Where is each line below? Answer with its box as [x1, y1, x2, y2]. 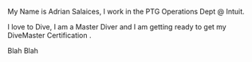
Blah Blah [7, 46, 39, 55]
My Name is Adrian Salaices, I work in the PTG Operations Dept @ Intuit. [7, 7, 245, 16]
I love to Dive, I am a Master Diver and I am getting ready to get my [7, 22, 226, 31]
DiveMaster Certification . [7, 31, 92, 40]
